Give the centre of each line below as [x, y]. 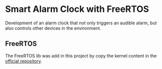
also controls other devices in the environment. [53, 28]
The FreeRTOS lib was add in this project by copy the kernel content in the [81, 56]
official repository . [24, 61]
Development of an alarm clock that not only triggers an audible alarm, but [81, 23]
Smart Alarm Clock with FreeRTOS [77, 9]
